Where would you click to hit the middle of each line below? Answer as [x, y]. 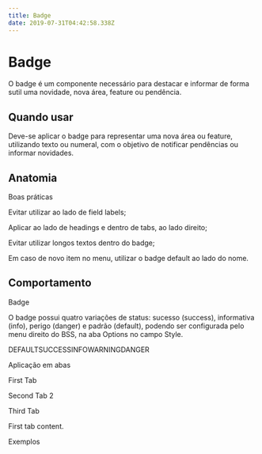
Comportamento [50, 283]
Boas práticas [30, 197]
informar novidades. [41, 153]
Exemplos [24, 441]
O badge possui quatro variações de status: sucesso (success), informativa [131, 317]
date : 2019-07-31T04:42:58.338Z [61, 23]
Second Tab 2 [31, 395]
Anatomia [33, 178]
